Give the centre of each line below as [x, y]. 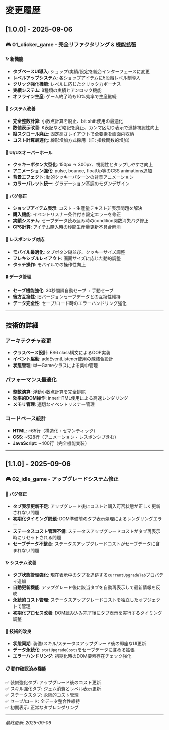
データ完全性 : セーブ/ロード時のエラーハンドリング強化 [69, 303]
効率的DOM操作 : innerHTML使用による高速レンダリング [70, 398]
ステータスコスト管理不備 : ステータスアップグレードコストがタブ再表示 [87, 531]
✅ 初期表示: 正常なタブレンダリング [42, 708]
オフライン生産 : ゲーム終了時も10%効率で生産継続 [64, 96]
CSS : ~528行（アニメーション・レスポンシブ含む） [66, 437]
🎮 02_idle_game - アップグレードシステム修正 [62, 479]
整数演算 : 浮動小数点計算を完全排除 [49, 392]
